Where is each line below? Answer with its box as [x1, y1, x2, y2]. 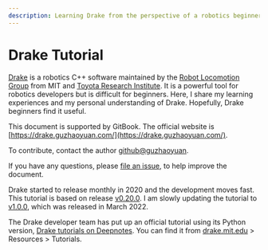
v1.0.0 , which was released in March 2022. [8, 201, 149, 211]
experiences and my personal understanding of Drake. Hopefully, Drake [8, 97, 245, 107]
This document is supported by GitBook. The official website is [8, 121, 215, 131]
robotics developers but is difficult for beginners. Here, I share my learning [8, 89, 254, 99]
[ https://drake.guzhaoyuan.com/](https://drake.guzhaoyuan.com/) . [8, 130, 228, 139]
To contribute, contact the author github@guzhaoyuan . [8, 145, 189, 155]
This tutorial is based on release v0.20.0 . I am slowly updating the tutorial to [8, 193, 258, 203]
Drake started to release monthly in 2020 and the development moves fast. [8, 185, 255, 194]
